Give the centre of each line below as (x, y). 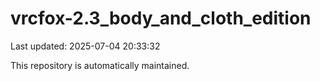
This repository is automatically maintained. (100, 65)
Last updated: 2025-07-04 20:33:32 (85, 46)
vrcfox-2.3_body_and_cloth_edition (161, 18)
